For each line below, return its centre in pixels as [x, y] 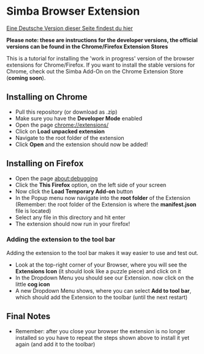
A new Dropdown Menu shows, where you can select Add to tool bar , [103, 290]
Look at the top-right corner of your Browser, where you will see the [101, 265]
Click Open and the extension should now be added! [81, 144]
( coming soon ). [26, 78]
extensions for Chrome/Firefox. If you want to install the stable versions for [100, 65]
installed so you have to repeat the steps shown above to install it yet [102, 337]
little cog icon [32, 284]
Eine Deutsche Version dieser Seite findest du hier [70, 28]
